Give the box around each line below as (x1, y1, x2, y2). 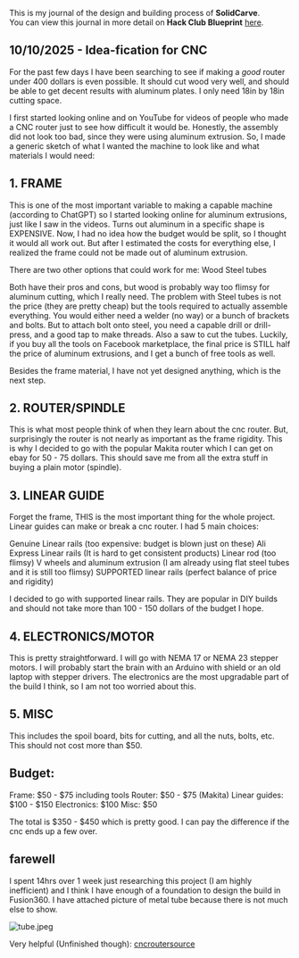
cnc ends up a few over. (9, 825, 98, 837)
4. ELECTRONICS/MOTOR (9, 629, 154, 644)
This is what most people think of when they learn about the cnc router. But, (9, 424, 288, 435)
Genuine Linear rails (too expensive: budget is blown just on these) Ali (9, 539, 266, 549)
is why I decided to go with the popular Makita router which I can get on (9, 443, 274, 454)
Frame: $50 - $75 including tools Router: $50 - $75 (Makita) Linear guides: (9, 789, 284, 800)
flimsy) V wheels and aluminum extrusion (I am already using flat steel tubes (9, 557, 290, 568)
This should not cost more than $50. (9, 739, 143, 750)
